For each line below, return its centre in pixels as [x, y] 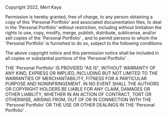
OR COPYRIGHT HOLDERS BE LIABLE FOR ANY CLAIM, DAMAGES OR [78, 89]
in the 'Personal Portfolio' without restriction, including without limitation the [83, 27]
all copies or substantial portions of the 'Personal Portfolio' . [67, 58]
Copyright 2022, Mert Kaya [33, 7]
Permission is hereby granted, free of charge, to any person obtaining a [79, 17]
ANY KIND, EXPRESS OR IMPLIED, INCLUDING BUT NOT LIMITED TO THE [81, 73]
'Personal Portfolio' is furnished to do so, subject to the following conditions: [84, 43]
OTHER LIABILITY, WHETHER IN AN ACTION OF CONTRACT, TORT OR [78, 94]
